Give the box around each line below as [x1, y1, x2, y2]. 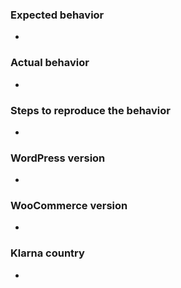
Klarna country [10, 246, 85, 260]
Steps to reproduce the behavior [10, 103, 171, 117]
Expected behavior [10, 8, 105, 22]
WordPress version [10, 151, 106, 165]
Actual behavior [10, 56, 90, 70]
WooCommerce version [10, 199, 128, 213]
